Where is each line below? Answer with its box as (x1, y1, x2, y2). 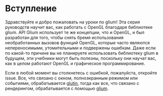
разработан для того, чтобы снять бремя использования (5, 35, 124, 40)
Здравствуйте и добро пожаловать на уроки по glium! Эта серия (5, 19, 140, 25)
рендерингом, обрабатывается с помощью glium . (5, 85, 109, 91)
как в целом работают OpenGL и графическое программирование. (5, 60, 145, 66)
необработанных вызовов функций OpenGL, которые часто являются (5, 39, 150, 45)
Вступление (5, 3, 57, 14)
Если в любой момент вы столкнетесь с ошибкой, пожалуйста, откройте (5, 70, 157, 76)
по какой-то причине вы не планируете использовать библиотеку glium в (5, 50, 159, 56)
